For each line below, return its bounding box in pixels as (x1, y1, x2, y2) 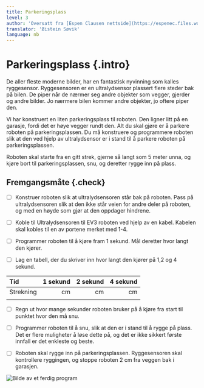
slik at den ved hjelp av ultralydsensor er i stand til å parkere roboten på (6, 135, 186, 143)
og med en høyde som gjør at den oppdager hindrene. (15, 206, 151, 214)
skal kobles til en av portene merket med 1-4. (15, 226, 128, 233)
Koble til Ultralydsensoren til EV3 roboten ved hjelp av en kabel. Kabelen (15, 219, 196, 226)
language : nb (6, 32, 39, 38)
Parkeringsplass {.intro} (6, 58, 131, 72)
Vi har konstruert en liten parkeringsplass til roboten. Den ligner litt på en (6, 116, 188, 123)
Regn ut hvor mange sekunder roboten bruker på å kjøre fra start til (15, 306, 183, 313)
